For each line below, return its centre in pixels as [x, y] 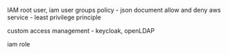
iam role [19, 44]
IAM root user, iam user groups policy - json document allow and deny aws [114, 10]
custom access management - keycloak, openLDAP [81, 31]
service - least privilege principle [54, 17]
